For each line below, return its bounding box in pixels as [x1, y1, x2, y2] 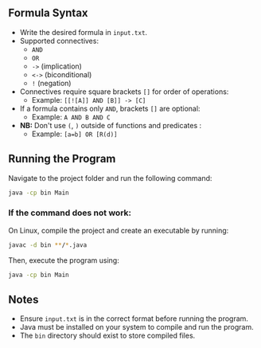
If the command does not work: [8, 207, 131, 218]
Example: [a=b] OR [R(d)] [31, 129, 118, 139]
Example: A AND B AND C [31, 111, 111, 122]
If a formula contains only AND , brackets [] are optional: [19, 104, 201, 113]
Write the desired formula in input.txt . [19, 27, 148, 37]
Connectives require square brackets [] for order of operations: [19, 87, 229, 96]
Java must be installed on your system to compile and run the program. [19, 323, 254, 332]
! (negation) [31, 78, 72, 88]
